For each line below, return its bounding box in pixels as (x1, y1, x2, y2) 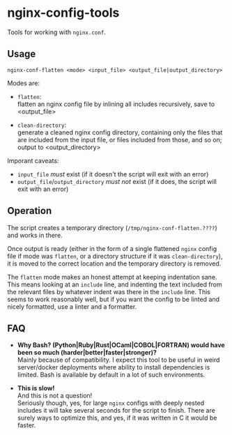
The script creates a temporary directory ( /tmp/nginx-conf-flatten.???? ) (7, 223, 217, 231)
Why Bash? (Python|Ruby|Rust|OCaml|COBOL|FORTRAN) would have (17, 341, 225, 349)
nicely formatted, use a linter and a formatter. (7, 302, 137, 311)
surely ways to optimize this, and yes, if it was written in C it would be (17, 413, 217, 422)
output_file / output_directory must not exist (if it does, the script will (17, 177, 217, 185)
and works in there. (7, 231, 63, 239)
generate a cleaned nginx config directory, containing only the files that (17, 128, 223, 137)
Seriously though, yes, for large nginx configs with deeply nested (17, 399, 205, 407)
